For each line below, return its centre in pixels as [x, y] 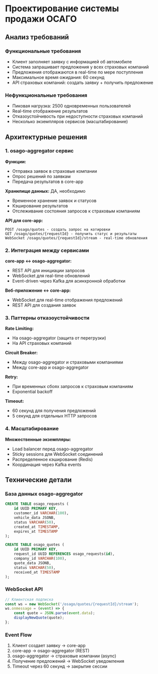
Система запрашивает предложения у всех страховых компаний [80, 67]
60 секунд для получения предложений [54, 411]
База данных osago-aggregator [44, 494]
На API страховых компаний [42, 343]
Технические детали [38, 480]
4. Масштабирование [32, 429]
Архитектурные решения [46, 137]
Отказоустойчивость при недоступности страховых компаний [78, 116]
